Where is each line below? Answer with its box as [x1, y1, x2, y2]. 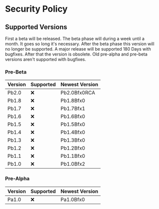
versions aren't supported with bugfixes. [5, 57, 87, 62]
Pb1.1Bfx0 [60, 152, 86, 159]
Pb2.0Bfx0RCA [60, 89, 95, 96]
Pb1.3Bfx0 [60, 137, 86, 144]
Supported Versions [5, 23, 67, 31]
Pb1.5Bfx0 [60, 121, 86, 128]
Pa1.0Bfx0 [60, 196, 85, 203]
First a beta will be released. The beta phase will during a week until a [5, 36, 145, 41]
